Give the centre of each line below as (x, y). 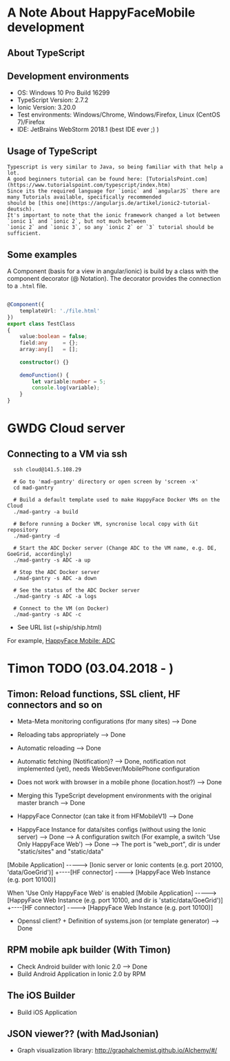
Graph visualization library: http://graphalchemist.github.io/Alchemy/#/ (117, 1051)
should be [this (30, 204)
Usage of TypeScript (52, 151)
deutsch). (21, 209)
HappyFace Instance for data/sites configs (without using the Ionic (112, 830)
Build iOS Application (47, 1012)
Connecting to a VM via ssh (67, 454)
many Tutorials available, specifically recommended (84, 197)
